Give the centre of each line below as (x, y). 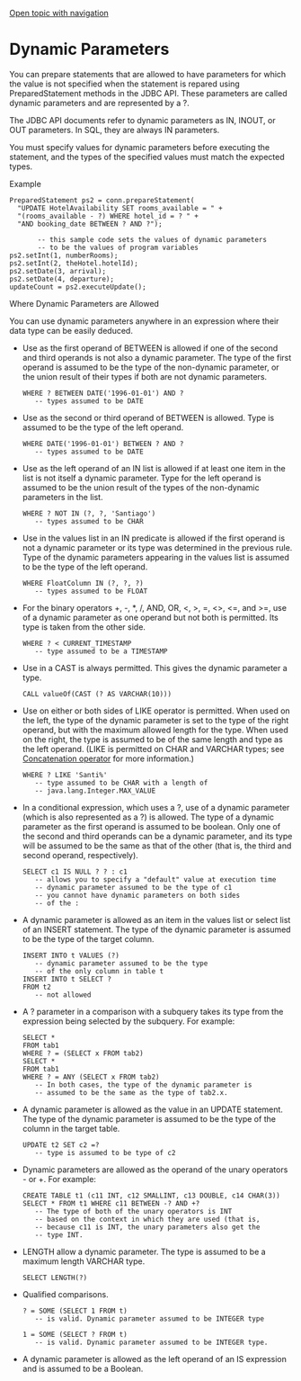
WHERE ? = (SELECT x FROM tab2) (83, 1053)
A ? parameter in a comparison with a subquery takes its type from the (153, 1011)
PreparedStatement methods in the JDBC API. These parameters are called (148, 93)
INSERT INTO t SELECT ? (67, 979)
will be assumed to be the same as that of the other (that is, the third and (157, 846)
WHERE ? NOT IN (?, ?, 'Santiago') (89, 513)
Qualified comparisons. (66, 1294)
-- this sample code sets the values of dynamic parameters (152, 239)
